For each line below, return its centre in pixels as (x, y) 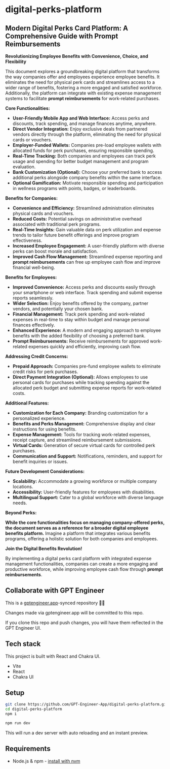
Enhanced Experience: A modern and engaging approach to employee (87, 330)
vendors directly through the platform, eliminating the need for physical (87, 134)
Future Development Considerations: (45, 471)
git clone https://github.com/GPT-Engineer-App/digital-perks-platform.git (87, 704)
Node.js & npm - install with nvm (46, 761)
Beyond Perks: (21, 513)
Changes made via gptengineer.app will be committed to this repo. (75, 612)
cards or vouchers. (32, 140)
